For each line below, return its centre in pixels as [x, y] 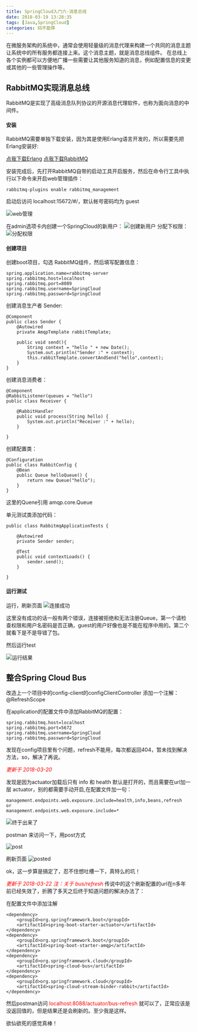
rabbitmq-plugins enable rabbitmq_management [62, 190]
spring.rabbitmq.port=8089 [39, 284]
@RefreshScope [26, 700]
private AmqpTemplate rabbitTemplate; [64, 332]
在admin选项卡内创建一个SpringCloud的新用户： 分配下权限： [97, 226]
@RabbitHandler [35, 412]
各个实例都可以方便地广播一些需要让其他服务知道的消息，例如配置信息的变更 [98, 60]
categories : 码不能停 [31, 28]
